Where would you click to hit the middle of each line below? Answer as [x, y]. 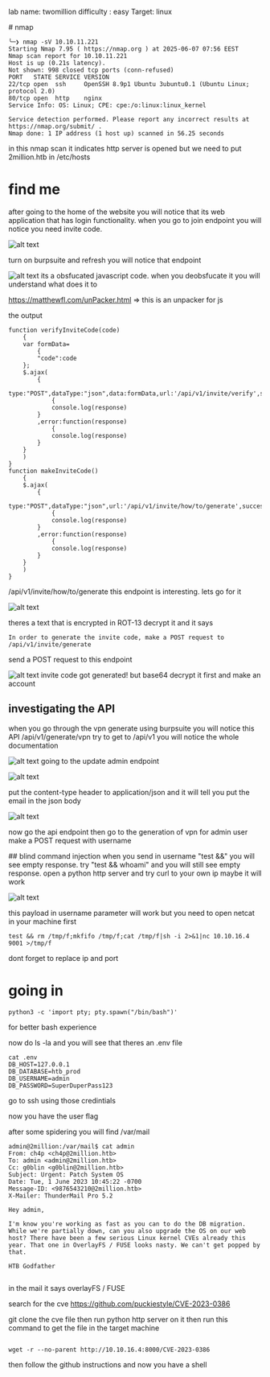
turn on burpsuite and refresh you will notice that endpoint [105, 260]
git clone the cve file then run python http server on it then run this [119, 1319]
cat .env [23, 1057]
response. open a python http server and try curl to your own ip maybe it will [135, 873]
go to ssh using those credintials [62, 1100]
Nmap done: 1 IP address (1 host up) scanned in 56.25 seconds [117, 134]
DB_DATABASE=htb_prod [45, 1071]
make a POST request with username [70, 840]
